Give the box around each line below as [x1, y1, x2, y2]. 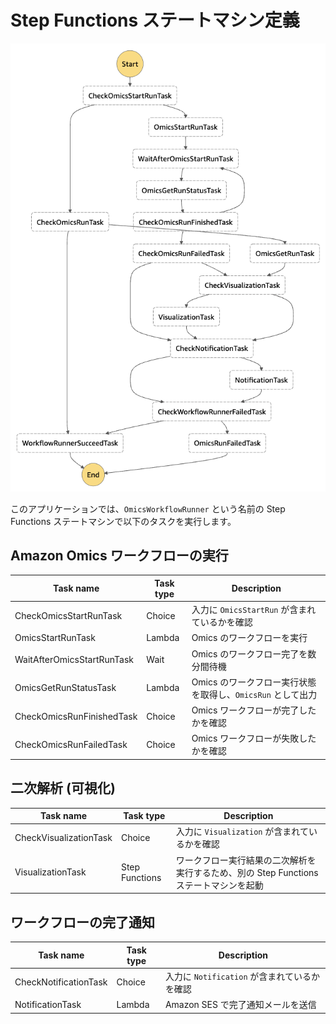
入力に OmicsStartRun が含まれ [191, 604, 317, 616]
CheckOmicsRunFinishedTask [14, 710, 138, 722]
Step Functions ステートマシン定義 [10, 9, 300, 32]
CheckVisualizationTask [14, 831, 113, 843]
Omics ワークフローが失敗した [191, 732, 317, 745]
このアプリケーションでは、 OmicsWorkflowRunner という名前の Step [10, 502, 286, 515]
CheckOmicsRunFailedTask [14, 738, 128, 750]
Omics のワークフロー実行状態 [191, 676, 317, 688]
